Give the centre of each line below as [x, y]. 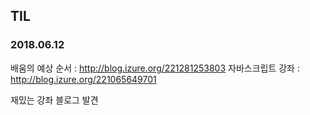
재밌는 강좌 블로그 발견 [54, 100]
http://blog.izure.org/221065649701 [83, 79]
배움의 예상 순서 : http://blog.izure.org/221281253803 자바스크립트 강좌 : [155, 68]
